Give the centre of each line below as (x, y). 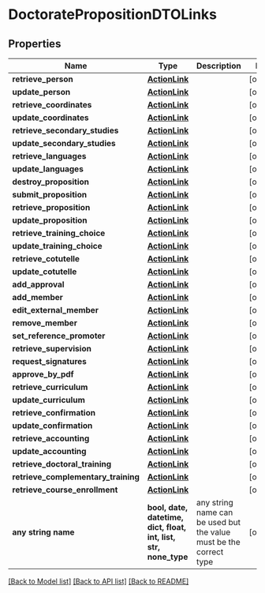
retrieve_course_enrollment (65, 490)
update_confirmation (52, 426)
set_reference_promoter (59, 336)
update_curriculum (49, 400)
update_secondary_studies (64, 143)
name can (215, 512)
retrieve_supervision (52, 349)
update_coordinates (50, 118)
